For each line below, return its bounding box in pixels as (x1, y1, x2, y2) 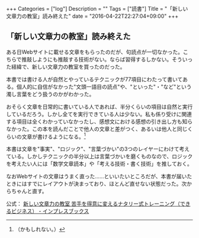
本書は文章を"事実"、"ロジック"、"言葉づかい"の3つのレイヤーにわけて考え (6, 146, 190, 153)
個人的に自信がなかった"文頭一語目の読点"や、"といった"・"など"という (16, 83, 192, 90)
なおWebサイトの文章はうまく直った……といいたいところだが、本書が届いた (6, 173, 192, 180)
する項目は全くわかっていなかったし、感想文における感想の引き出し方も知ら (6, 118, 193, 125)
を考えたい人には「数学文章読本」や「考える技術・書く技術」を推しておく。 (6, 160, 192, 168)
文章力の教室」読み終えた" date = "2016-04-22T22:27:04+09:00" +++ (6, 12, 179, 20)
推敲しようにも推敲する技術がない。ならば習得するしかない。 (21, 56, 172, 63)
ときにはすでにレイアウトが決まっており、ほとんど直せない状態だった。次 (6, 180, 187, 188)
